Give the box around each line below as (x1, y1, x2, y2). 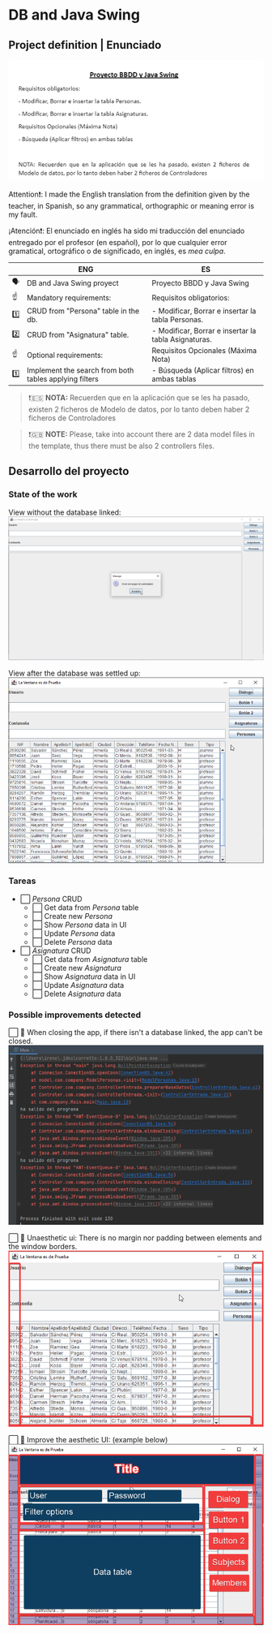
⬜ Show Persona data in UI (32, 920, 127, 929)
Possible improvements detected (8, 1009, 142, 1020)
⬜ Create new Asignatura (32, 963, 121, 972)
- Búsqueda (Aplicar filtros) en (151, 365, 254, 375)
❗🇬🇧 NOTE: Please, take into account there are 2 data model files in (28, 429, 255, 439)
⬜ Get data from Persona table (32, 903, 139, 912)
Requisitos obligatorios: (151, 292, 230, 302)
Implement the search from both (27, 365, 134, 375)
